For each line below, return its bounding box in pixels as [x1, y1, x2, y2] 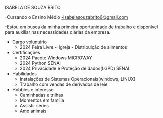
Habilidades [12, 71, 37, 77]
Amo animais [19, 108, 47, 114]
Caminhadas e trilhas [19, 92, 63, 98]
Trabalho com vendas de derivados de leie [19, 81, 108, 87]
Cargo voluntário [12, 39, 47, 45]
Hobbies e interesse [12, 87, 54, 92]
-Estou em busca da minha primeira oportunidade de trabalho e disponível [5, 24, 158, 30]
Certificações [12, 50, 41, 55]
